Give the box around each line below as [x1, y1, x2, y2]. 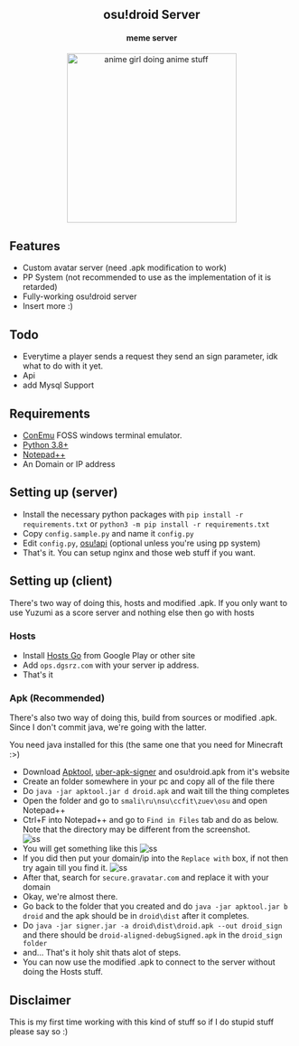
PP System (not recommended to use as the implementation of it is [22, 272, 272, 283]
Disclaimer [9, 993, 71, 1008]
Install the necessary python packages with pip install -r [22, 509, 244, 519]
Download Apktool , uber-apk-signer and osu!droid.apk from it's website [22, 767, 291, 778]
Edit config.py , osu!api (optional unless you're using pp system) [22, 537, 261, 548]
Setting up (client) [9, 574, 113, 589]
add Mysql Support [22, 379, 95, 391]
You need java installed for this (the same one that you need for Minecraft [9, 740, 284, 751]
